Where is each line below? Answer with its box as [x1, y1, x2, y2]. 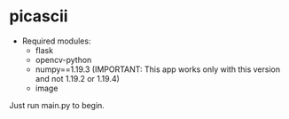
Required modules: [21, 36, 91, 46]
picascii [9, 6, 68, 27]
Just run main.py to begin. [9, 99, 105, 110]
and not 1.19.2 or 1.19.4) [35, 73, 120, 83]
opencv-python [35, 54, 92, 65]
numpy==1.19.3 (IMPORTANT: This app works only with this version [35, 64, 281, 75]
